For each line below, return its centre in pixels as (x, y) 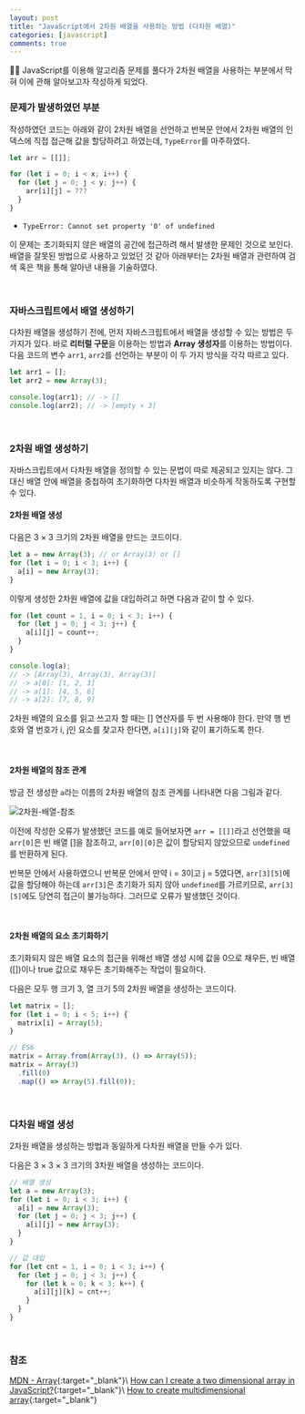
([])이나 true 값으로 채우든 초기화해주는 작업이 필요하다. (108, 969)
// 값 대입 (27, 1258)
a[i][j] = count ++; (63, 633)
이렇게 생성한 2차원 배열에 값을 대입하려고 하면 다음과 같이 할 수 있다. (132, 599)
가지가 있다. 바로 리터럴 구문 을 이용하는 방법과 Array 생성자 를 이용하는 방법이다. (151, 343)
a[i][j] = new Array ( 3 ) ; (73, 1225)
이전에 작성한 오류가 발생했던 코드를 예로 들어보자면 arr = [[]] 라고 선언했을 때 (150, 831)
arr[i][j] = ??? (57, 191)
